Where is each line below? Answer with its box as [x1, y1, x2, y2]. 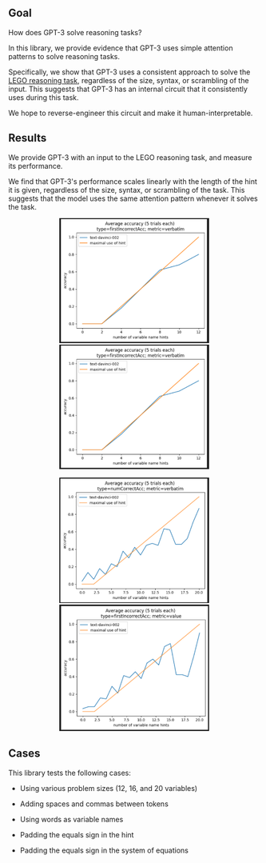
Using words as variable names [19, 814, 124, 824]
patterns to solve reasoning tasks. [8, 51, 121, 61]
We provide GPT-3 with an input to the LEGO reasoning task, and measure [8, 152, 252, 162]
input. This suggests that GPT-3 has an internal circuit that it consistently [8, 84, 248, 94]
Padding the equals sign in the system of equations [19, 845, 189, 855]
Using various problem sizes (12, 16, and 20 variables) [19, 783, 198, 793]
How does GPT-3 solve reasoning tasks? [8, 27, 142, 37]
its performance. [8, 161, 63, 170]
